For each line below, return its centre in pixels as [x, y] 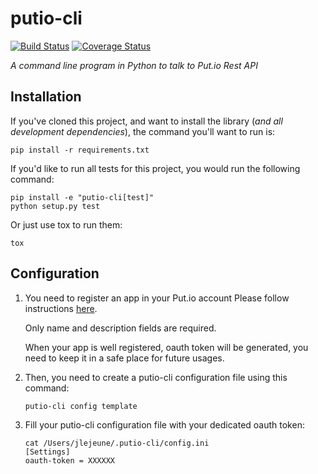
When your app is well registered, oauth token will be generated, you [166, 347]
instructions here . [61, 308]
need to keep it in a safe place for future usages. [124, 358]
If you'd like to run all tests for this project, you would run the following [155, 168]
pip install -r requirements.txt [80, 150]
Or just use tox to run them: [66, 224]
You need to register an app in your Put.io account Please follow [157, 298]
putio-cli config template [81, 406]
